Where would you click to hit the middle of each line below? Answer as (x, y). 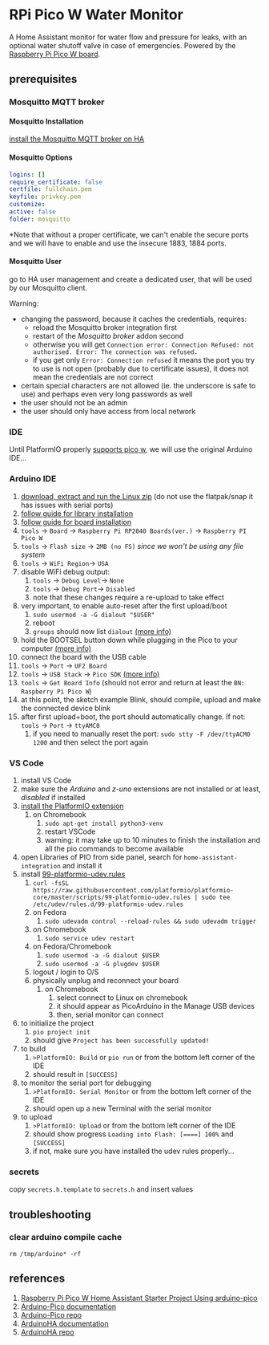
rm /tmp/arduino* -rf (45, 1254)
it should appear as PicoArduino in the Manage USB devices (156, 1006)
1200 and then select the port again (90, 742)
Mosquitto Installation (46, 121)
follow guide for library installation (77, 513)
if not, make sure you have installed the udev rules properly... (133, 1151)
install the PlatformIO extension (72, 806)
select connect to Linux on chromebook (122, 998)
